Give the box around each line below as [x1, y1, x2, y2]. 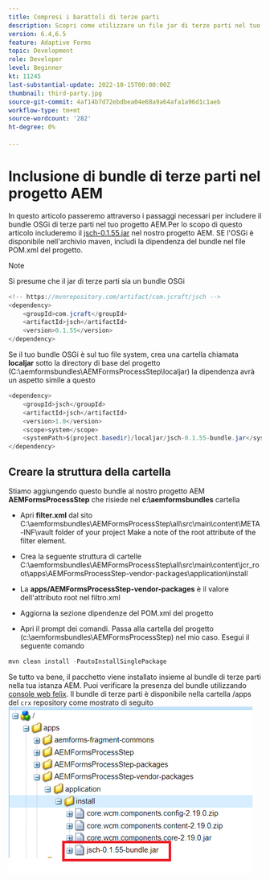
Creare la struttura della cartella [8, 465, 171, 478]
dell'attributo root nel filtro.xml [19, 593, 121, 602]
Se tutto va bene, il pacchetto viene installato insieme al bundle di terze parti [8, 672, 261, 681]
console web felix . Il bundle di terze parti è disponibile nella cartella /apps [8, 689, 252, 698]
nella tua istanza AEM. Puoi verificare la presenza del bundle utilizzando [8, 680, 247, 690]
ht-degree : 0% [8, 123, 56, 132]
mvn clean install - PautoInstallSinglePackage [8, 657, 167, 665]
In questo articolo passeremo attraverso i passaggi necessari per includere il [8, 211, 262, 220]
